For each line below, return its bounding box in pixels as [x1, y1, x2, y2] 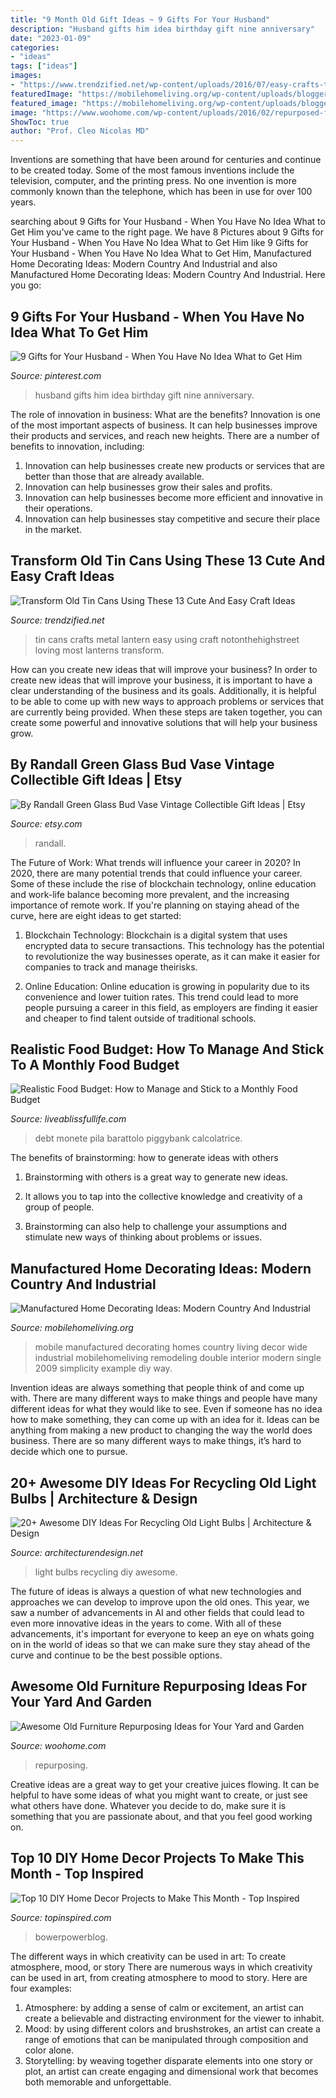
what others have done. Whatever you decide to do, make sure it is [10, 1799, 287, 1811]
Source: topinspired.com [10, 1911, 112, 1923]
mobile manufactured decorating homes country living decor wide [34, 1341, 308, 1353]
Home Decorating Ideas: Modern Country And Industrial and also [10, 258, 278, 270]
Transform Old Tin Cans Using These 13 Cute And [10, 552, 326, 570]
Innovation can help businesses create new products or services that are [24, 459, 325, 471]
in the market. [24, 523, 83, 535]
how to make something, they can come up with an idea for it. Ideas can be [10, 1414, 320, 1426]
